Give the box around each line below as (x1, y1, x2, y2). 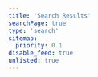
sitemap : (8, 34, 38, 43)
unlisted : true (8, 57, 59, 65)
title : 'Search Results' (8, 11, 92, 20)
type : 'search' (8, 26, 59, 34)
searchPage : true (8, 19, 67, 27)
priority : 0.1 (15, 42, 63, 50)
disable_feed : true (8, 49, 74, 57)
